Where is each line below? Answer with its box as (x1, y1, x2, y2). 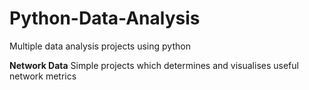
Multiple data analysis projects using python (9, 40, 191, 52)
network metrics (9, 70, 77, 82)
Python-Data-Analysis (9, 7, 201, 30)
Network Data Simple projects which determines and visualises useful (9, 59, 299, 71)
